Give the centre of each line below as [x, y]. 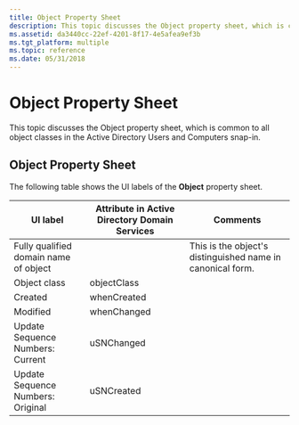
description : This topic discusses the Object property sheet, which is [147, 26]
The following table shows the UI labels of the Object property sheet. [136, 186]
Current [30, 359]
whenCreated [118, 297]
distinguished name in [235, 257]
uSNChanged [117, 342]
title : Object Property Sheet [65, 17]
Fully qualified [43, 246]
